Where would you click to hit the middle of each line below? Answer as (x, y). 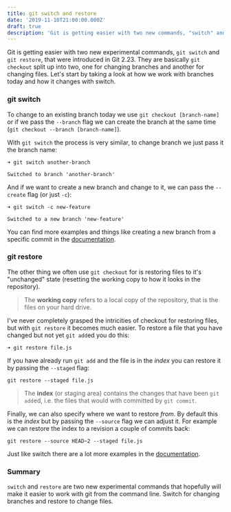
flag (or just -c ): (49, 194)
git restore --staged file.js (51, 380)
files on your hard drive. (58, 307)
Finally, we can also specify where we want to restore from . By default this (113, 414)
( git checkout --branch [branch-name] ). (64, 129)
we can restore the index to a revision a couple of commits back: (99, 428)
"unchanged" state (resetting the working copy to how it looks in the (104, 279)
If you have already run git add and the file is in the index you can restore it (114, 360)
